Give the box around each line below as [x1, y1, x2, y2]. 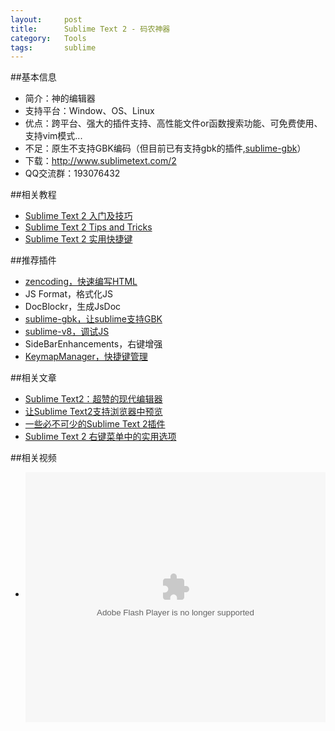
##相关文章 [10, 372, 57, 384]
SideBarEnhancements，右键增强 [24, 338, 163, 350]
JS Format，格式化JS [24, 288, 113, 300]
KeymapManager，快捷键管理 [24, 351, 148, 363]
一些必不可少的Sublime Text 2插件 [24, 418, 166, 430]
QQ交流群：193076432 [24, 167, 121, 180]
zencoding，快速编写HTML [24, 276, 138, 288]
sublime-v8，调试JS [24, 326, 110, 338]
